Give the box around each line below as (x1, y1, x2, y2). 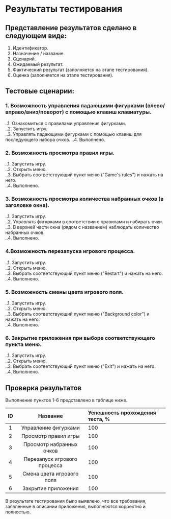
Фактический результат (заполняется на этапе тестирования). (12, 67, 149, 73)
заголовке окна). (5, 201, 50, 208)
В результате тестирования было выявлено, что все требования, (5, 498, 147, 504)
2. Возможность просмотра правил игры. (5, 149, 115, 156)
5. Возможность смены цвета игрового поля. (5, 288, 124, 295)
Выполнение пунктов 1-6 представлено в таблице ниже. (5, 397, 128, 403)
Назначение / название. (12, 51, 65, 56)
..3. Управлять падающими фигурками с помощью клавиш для (5, 131, 142, 137)
